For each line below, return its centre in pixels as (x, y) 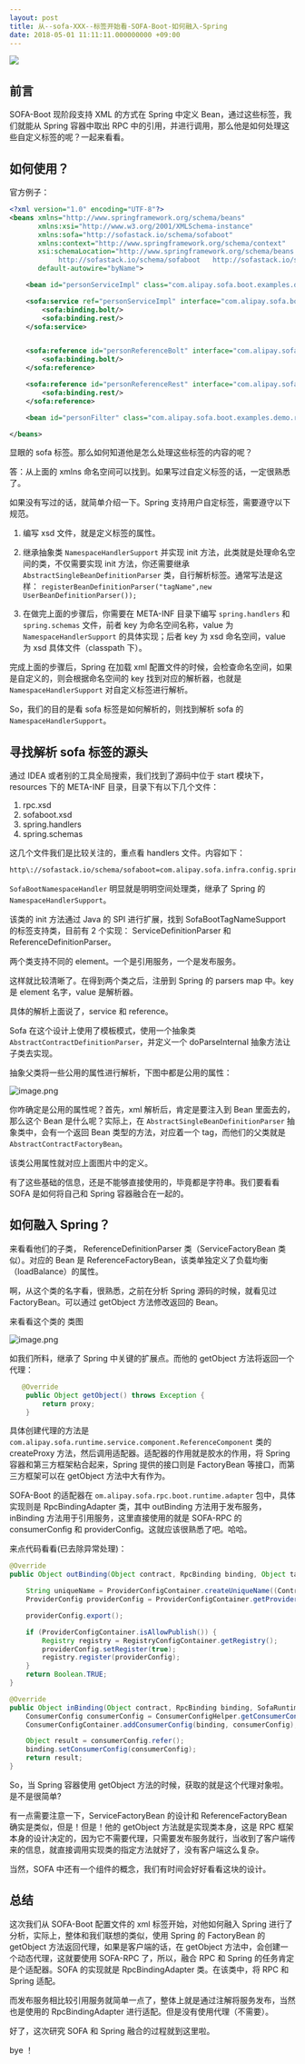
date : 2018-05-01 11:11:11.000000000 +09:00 (95, 35)
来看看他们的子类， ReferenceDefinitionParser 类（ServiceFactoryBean (143, 1248)
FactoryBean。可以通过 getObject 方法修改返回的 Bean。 (116, 1301)
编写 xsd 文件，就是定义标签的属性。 (91, 533)
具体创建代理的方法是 (49, 1431)
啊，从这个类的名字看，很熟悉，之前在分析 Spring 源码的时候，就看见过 (143, 1291)
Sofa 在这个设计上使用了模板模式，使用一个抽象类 (103, 1031)
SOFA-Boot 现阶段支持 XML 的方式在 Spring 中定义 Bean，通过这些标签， (147, 115)
